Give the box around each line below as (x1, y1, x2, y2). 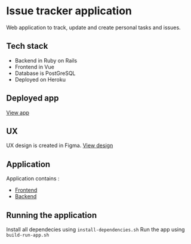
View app (6, 109, 30, 116)
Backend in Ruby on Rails (14, 57, 78, 64)
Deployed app (6, 93, 59, 104)
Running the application (6, 210, 97, 220)
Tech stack (6, 41, 48, 51)
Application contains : (6, 175, 60, 182)
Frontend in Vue (14, 63, 55, 70)
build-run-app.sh (6, 232, 50, 238)
